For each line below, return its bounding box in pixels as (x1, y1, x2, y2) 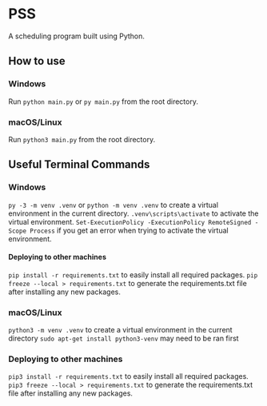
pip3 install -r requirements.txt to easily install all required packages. (8, 372, 249, 381)
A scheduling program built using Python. (8, 31, 145, 41)
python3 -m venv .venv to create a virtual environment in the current (8, 325, 233, 335)
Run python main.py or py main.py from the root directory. (8, 97, 198, 106)
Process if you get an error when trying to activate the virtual (29, 225, 229, 235)
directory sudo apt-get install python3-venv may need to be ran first (8, 333, 239, 344)
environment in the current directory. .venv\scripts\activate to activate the (8, 209, 259, 218)
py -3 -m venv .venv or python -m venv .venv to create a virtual (8, 200, 218, 209)
